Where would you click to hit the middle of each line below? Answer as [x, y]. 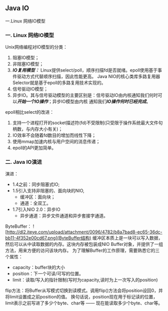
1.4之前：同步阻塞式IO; [36, 184]
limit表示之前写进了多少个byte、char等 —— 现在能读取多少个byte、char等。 [84, 303]
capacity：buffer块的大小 [39, 267]
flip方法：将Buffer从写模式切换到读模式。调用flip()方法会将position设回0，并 [84, 290]
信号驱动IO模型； [30, 89]
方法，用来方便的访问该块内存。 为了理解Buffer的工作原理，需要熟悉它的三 [82, 250]
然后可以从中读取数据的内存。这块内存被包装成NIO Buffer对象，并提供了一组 [84, 244]
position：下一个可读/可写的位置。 [48, 274]
